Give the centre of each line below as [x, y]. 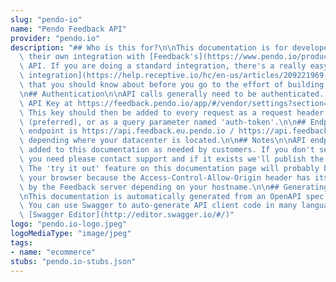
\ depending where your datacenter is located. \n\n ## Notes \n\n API [163, 141]
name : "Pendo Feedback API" [69, 29]
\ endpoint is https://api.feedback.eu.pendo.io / [127, 131]
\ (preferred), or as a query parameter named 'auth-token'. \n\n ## [163, 122]
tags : [21, 242]
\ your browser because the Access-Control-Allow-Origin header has [165, 177]
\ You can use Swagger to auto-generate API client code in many [158, 206]
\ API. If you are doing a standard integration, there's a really [163, 66]
